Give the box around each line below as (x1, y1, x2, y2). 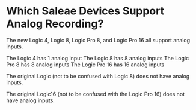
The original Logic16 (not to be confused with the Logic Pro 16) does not (6, 90, 185, 97)
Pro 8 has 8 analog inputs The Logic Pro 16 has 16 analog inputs (6, 61, 165, 68)
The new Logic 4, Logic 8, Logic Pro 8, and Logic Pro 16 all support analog (6, 36, 191, 44)
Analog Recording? (6, 17, 104, 30)
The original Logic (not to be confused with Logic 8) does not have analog (6, 72, 190, 80)
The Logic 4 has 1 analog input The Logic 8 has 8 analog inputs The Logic (6, 54, 189, 62)
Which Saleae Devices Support (6, 4, 164, 18)
